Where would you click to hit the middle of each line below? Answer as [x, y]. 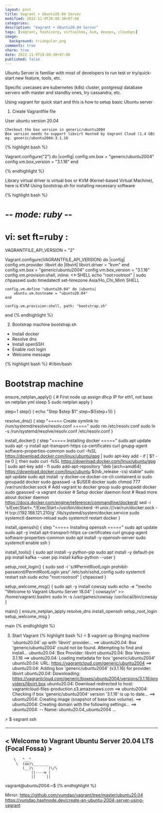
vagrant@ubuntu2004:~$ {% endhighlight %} [51, 786]
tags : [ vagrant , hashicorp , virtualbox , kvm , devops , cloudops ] [71, 32]
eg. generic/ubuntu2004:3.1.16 [37, 138]
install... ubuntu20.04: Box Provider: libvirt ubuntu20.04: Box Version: [81, 653]
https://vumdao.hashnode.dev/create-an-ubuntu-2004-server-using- [74, 800]
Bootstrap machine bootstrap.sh [44, 325]
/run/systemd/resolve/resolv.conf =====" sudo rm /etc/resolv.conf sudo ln [80, 426]
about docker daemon [27, 497]
